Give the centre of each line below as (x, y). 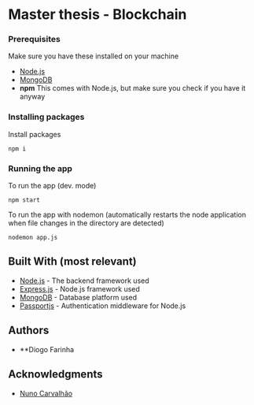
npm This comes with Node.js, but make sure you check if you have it (133, 88)
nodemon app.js (33, 238)
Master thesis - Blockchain (98, 15)
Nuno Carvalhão (46, 393)
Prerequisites (34, 39)
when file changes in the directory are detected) (87, 223)
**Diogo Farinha (47, 349)
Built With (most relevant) (72, 262)
